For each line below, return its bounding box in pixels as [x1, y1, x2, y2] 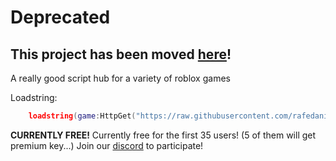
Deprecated [10, 6, 111, 29]
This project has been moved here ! [10, 46, 232, 63]
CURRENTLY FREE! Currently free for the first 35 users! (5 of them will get [10, 129, 317, 141]
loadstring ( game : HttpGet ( [28, 111, 137, 121]
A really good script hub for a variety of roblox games [10, 72, 231, 84]
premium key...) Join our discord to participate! [10, 139, 204, 151]
